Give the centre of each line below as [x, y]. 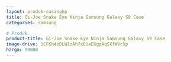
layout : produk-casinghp [37, 12]
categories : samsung [32, 22]
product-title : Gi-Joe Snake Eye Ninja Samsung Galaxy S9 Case [86, 39]
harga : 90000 [22, 50]
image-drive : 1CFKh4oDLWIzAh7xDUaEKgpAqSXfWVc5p [67, 44]
